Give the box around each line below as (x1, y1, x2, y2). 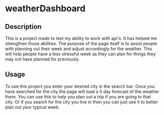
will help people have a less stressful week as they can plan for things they (5, 51, 156, 57)
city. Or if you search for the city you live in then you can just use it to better (5, 99, 158, 105)
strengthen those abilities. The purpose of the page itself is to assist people (5, 41, 158, 46)
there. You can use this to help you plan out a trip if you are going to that (5, 93, 151, 99)
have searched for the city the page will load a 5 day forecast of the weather (5, 89, 160, 94)
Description (5, 23, 42, 31)
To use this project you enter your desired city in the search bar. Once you (5, 83, 155, 89)
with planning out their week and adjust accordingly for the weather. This (5, 46, 153, 51)
